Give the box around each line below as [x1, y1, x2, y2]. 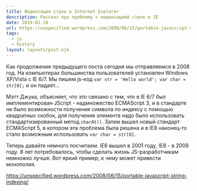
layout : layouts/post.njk [6, 47, 69, 53]
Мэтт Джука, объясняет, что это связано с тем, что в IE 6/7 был [6, 93, 166, 100]
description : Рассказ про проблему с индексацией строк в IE [6, 14, 159, 20]
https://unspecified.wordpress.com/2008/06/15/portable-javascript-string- [6, 172, 188, 179]
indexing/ [6, 178, 29, 185]
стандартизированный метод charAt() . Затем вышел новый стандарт [6, 118, 180, 125]
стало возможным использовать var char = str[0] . [6, 130, 136, 138]
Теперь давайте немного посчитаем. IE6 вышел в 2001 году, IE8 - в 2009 [6, 142, 189, 149]
